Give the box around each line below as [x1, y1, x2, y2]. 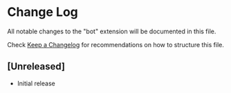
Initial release [17, 79, 55, 87]
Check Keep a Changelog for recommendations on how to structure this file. [7, 40, 225, 49]
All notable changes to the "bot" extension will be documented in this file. [7, 27, 216, 35]
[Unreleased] [7, 60, 66, 73]
